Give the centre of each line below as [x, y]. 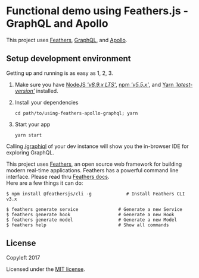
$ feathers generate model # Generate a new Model [92, 220]
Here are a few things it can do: [45, 183]
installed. [47, 91]
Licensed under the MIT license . [46, 269]
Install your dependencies [46, 102]
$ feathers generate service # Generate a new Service [94, 209]
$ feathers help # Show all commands [88, 225]
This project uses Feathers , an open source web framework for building [94, 164]
